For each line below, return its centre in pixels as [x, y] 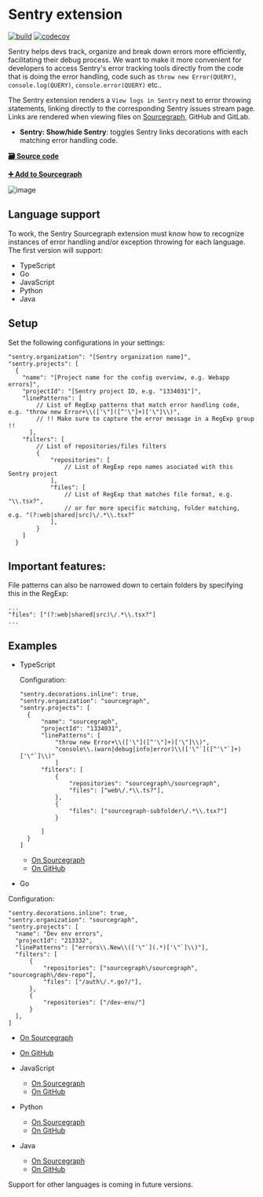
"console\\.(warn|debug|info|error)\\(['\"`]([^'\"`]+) [148, 749]
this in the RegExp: [38, 594]
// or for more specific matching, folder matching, [152, 508]
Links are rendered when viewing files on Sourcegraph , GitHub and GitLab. [129, 116]
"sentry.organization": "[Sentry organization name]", [100, 357]
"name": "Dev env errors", [59, 934]
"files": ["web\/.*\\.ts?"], [117, 791]
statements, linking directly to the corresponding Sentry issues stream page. [132, 108]
